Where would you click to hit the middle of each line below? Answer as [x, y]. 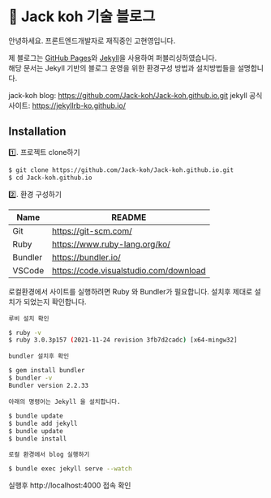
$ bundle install [38, 439]
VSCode [28, 270]
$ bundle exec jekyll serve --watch [70, 469]
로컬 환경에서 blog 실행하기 [49, 455]
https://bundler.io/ [86, 257]
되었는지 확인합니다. [55, 302]
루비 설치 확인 [29, 318]
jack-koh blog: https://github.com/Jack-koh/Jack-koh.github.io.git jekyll [128, 95]
